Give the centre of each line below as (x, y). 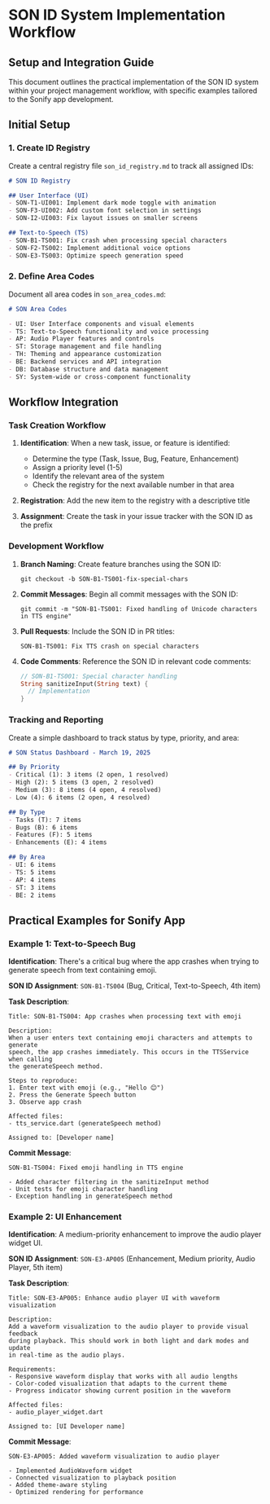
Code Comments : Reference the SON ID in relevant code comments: (135, 661)
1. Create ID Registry (50, 148)
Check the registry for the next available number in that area (133, 485)
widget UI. (26, 1243)
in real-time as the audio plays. (67, 1355)
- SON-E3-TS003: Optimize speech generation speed (96, 255)
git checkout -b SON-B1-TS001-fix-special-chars (104, 579)
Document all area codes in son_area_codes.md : (87, 294)
